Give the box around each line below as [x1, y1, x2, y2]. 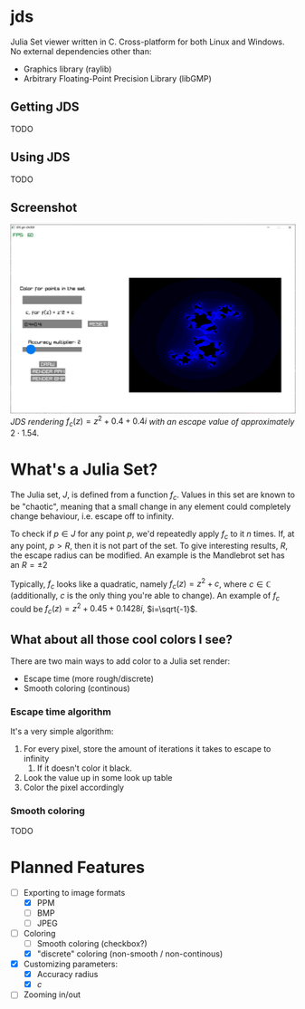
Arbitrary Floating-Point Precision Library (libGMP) [23, 72, 212, 83]
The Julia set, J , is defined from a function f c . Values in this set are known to [10, 489, 295, 502]
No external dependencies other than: [10, 45, 152, 56]
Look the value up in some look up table [23, 773, 173, 783]
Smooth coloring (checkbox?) [36, 937, 148, 948]
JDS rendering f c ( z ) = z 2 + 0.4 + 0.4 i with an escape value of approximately [10, 414, 295, 429]
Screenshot [10, 199, 78, 215]
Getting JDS [10, 100, 80, 115]
